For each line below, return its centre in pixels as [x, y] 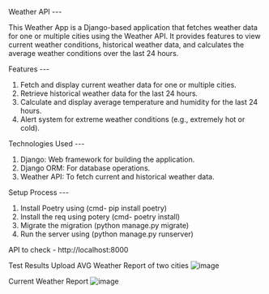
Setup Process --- [39, 192]
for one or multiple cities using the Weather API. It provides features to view [134, 36]
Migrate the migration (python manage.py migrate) [105, 225]
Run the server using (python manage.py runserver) [107, 234]
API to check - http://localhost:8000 [68, 250]
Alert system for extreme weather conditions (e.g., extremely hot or [132, 119]
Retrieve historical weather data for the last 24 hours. [109, 93]
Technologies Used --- [47, 144]
